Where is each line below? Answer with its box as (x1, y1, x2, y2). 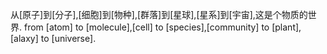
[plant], (271, 21, 302, 33)
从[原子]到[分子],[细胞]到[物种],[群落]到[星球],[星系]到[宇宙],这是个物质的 (10, 9, 308, 20)
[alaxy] (10, 33, 39, 44)
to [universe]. (40, 33, 97, 44)
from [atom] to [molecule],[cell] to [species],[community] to (23, 21, 270, 33)
